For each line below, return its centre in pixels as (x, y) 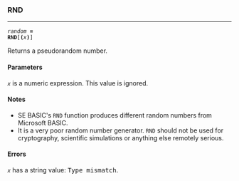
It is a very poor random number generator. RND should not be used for (121, 130)
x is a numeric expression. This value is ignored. (78, 83)
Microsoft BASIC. (43, 123)
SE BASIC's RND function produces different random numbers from (115, 115)
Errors (17, 154)
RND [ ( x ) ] (20, 38)
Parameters (25, 67)
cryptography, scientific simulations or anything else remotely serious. (121, 138)
